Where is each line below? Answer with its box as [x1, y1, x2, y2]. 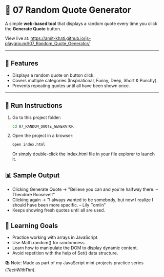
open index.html [12, 142, 45, 147]
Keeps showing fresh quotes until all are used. [12, 208, 105, 213]
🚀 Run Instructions [5, 101, 62, 110]
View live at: [5, 35, 30, 41]
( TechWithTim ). [5, 267, 36, 273]
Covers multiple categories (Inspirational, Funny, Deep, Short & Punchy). [12, 77, 158, 83]
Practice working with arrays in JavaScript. [12, 234, 99, 240]
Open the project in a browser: [12, 133, 74, 138]
